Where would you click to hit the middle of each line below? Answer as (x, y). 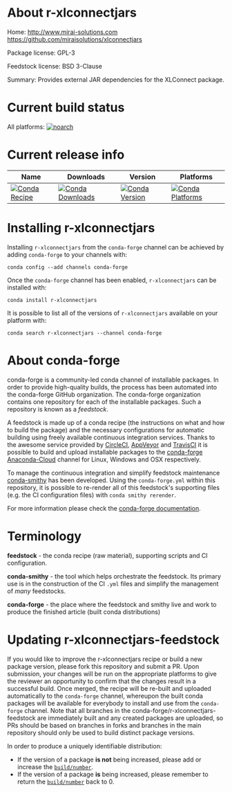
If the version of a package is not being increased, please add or (109, 759)
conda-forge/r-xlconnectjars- (174, 710)
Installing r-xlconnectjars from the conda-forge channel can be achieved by (116, 247)
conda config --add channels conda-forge (68, 267)
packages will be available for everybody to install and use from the (103, 703)
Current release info (66, 155)
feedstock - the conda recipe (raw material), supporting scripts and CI (108, 555)
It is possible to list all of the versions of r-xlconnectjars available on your (113, 313)
